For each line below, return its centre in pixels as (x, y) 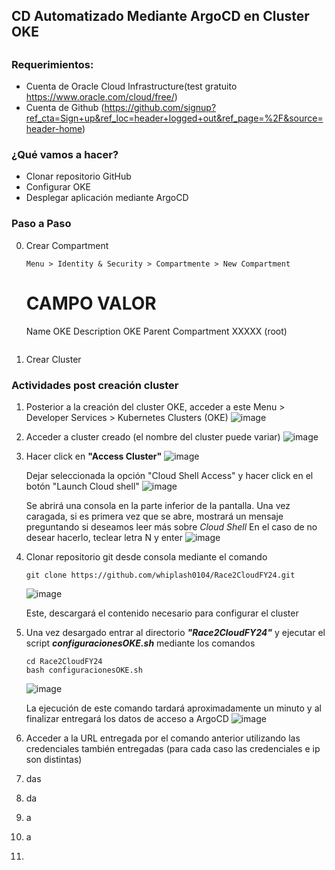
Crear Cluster (53, 359)
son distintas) (54, 759)
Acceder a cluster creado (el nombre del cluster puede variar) (153, 436)
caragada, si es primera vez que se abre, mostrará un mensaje (154, 516)
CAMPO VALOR (91, 303)
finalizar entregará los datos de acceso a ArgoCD (127, 718)
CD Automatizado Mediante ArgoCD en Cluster (160, 16)
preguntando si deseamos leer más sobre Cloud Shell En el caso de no (171, 526)
